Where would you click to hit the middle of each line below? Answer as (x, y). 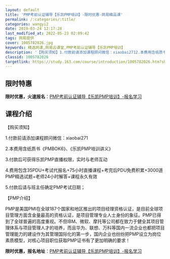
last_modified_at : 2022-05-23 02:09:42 (47, 33)
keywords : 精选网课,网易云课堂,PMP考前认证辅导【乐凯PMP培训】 (65, 48)
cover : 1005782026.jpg (29, 43)
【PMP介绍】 (19, 198)
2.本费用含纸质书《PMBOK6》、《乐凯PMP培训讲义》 (59, 148)
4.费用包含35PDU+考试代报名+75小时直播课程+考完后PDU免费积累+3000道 (84, 170)
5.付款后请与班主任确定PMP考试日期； (45, 187)
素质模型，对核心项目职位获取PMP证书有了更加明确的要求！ (68, 240)
